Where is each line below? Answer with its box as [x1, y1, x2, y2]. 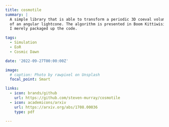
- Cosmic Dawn [10, 49, 39, 54]
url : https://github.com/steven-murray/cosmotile [14, 95, 121, 100]
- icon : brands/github [10, 91, 57, 96]
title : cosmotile [5, 7, 42, 13]
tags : [5, 35, 17, 40]
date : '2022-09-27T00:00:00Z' [5, 58, 69, 63]
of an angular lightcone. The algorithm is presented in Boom [10, 21, 143, 27]
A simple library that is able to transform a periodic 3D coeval [10, 17, 152, 22]
